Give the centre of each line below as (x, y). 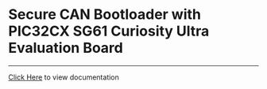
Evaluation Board (66, 48)
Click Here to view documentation (64, 77)
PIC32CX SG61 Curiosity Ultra (109, 31)
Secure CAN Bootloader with (104, 15)
